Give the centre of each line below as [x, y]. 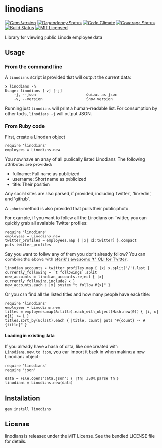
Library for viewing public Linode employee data [54, 37]
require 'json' [21, 370]
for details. [16, 441]
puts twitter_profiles [28, 245]
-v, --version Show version [63, 99]
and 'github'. [18, 199]
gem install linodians [28, 409]
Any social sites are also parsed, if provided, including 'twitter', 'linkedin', [78, 193]
